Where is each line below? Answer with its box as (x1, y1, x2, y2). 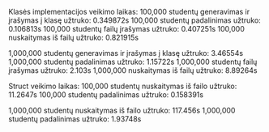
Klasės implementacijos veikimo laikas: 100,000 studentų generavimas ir (8, 7, 250, 16)
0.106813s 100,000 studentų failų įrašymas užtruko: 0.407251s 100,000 (8, 24, 246, 33)
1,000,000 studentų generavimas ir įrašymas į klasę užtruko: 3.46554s (8, 49, 244, 57)
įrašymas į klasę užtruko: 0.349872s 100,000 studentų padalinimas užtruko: (8, 15, 261, 25)
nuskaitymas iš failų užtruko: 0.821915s (8, 32, 139, 42)
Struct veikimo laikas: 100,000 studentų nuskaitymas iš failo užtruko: (8, 81, 237, 91)
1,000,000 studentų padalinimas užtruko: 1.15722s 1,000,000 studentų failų (8, 57, 258, 66)
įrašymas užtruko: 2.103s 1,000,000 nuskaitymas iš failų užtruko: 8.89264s (8, 66, 258, 75)
